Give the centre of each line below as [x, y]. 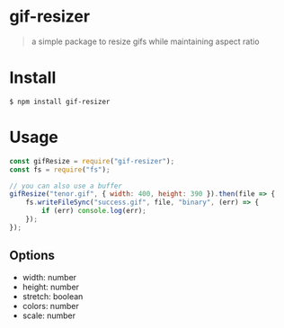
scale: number [49, 315]
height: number [50, 287]
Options [32, 256]
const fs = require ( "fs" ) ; [60, 169]
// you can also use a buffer [66, 186]
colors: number [50, 306]
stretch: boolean [53, 296]
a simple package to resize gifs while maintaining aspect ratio [145, 41]
